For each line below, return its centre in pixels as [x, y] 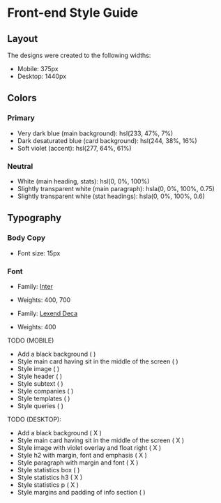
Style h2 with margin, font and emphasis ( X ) [82, 455]
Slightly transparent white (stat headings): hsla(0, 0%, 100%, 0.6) [111, 196]
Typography [34, 218]
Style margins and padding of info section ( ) [81, 492]
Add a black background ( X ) [60, 433]
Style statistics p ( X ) [48, 485]
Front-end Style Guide [73, 13]
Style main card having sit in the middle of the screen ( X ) [101, 440]
